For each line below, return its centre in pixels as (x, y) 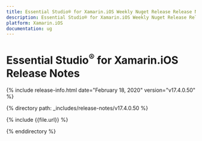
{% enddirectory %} (31, 131)
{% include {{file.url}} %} (37, 119)
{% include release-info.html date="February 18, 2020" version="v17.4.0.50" (101, 90)
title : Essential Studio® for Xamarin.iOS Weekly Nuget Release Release (99, 12)
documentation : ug (29, 28)
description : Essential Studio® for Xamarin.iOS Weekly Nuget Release (96, 17)
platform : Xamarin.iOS (35, 23)
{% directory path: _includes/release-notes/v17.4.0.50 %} (77, 108)
